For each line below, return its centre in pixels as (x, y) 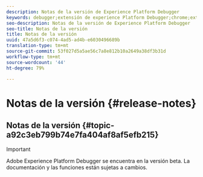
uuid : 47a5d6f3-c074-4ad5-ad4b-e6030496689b (63, 40)
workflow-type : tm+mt (34, 57)
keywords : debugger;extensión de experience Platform (76, 18)
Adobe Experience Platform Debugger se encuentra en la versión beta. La (98, 161)
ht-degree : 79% (25, 68)
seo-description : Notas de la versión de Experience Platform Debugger (98, 23)
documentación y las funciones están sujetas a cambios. (77, 167)
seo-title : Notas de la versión (47, 29)
